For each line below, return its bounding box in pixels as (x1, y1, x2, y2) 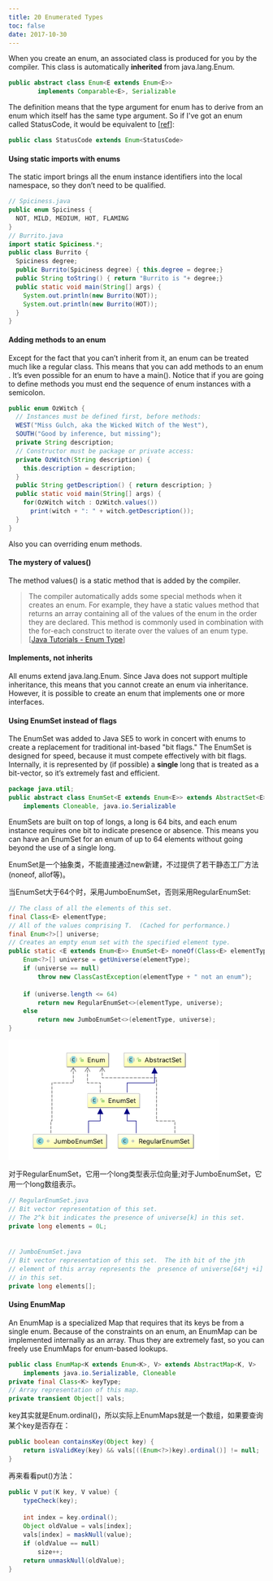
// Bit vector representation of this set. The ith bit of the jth (8, 1257, 245, 1265)
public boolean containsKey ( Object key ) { (8, 1438, 154, 1446)
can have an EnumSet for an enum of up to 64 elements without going (8, 834, 244, 844)
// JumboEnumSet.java (8, 1248, 82, 1256)
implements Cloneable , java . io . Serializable (23, 802, 176, 810)
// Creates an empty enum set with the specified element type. (8, 939, 231, 947)
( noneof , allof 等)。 (8, 870, 71, 880)
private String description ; (15, 439, 115, 447)
